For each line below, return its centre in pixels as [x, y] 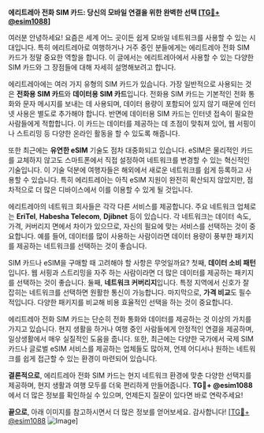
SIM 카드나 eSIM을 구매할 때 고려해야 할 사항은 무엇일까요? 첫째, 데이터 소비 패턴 [132, 263]
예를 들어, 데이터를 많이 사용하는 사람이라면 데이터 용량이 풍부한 [135, 236]
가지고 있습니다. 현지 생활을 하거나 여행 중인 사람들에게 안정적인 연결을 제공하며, [131, 329]
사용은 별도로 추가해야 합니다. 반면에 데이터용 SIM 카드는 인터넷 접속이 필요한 [135, 113]
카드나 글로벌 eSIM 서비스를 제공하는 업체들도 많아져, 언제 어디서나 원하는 [121, 348]
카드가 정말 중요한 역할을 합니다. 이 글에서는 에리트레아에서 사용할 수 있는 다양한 [131, 57]
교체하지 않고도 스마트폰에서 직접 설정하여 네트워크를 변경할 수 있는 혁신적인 [133, 160]
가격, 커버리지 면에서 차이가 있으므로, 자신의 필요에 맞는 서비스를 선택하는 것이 [128, 226]
